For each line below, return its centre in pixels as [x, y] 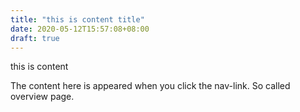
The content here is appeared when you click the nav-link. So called [150, 86]
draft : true [35, 38]
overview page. [42, 97]
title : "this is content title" [77, 19]
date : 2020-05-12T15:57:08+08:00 [80, 29]
